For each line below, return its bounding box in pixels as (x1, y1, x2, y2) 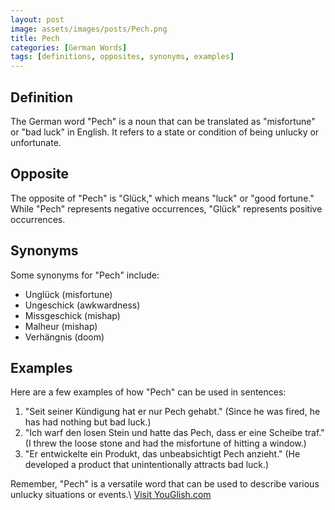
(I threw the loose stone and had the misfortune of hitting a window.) (24, 437, 307, 450)
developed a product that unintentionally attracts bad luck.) (24, 459, 270, 471)
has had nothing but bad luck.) (24, 416, 152, 428)
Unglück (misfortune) (24, 288, 113, 300)
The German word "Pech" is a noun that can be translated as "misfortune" (10, 115, 316, 127)
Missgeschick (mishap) (24, 309, 121, 321)
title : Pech (10, 33, 60, 43)
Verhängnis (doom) (24, 331, 105, 343)
